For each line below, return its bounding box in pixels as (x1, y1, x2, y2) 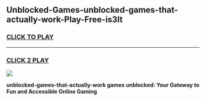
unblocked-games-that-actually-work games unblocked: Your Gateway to (6, 81, 200, 88)
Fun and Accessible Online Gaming (6, 88, 97, 95)
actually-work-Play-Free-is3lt (6, 15, 123, 25)
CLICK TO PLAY (6, 33, 54, 42)
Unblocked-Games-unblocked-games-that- (6, 5, 178, 15)
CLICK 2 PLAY (6, 56, 49, 64)
